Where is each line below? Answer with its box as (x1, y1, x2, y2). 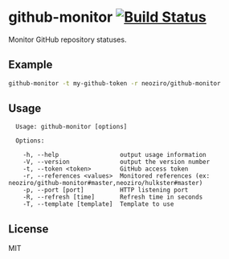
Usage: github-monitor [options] (15, 123, 128, 131)
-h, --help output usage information (22, 151, 207, 159)
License (8, 222, 49, 236)
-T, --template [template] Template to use (22, 200, 174, 208)
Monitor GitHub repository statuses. (8, 35, 127, 44)
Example (8, 58, 53, 72)
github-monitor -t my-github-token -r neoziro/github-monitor (8, 79, 221, 88)
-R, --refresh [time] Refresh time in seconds (22, 193, 203, 201)
